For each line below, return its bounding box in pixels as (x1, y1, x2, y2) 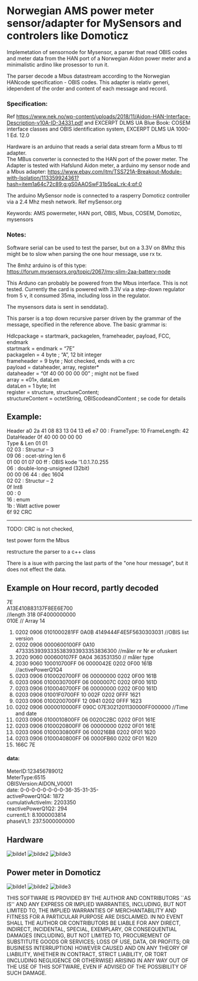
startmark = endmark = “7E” (6, 345, 75, 352)
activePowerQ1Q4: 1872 (6, 793, 65, 800)
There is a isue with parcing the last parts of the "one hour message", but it (6, 560, 189, 567)
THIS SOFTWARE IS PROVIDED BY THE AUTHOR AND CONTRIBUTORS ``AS (6, 894, 192, 901)
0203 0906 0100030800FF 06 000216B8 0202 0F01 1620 (15, 729, 156, 736)
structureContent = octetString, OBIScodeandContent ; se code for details (6, 395, 186, 402)
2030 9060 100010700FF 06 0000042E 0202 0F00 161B (15, 660, 152, 667)
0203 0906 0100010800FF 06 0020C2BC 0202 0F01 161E (15, 716, 156, 723)
